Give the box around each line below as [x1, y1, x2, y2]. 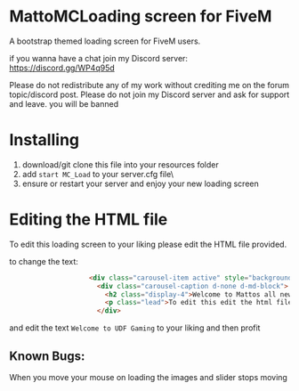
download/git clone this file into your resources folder [21, 159, 220, 170]
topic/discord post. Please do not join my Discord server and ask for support [9, 89, 290, 100]
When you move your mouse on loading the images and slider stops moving [9, 372, 287, 382]
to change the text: [9, 256, 78, 266]
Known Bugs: [9, 348, 85, 363]
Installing [9, 130, 80, 151]
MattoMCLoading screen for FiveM [9, 6, 272, 27]
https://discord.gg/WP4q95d [9, 62, 116, 73]
